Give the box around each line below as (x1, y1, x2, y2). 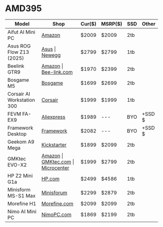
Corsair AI (7, 90, 31, 97)
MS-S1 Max (7, 192, 36, 199)
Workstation (7, 97, 35, 103)
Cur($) (81, 20, 97, 27)
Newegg (41, 51, 61, 58)
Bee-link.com (41, 68, 73, 75)
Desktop (7, 130, 27, 137)
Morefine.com (41, 200, 74, 207)
